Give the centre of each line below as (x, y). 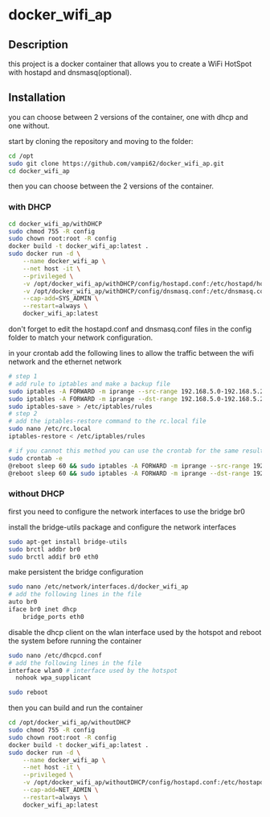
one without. (29, 126)
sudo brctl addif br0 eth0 (53, 557)
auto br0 (23, 602)
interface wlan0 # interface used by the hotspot (93, 671)
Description (38, 45)
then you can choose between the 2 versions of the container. (111, 186)
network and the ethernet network (65, 362)
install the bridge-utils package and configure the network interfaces (123, 527)
